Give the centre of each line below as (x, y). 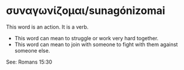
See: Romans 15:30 (29, 62)
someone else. (32, 50)
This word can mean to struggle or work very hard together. (86, 38)
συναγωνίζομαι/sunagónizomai (86, 11)
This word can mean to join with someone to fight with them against (96, 44)
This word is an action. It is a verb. (47, 27)
